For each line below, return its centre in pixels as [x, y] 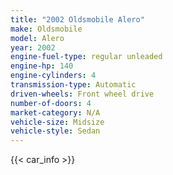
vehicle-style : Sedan [55, 131]
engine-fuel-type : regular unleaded [86, 57]
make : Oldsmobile [46, 29]
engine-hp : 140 [42, 66]
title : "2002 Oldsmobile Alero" [77, 19]
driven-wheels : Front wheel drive [82, 94]
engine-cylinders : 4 [53, 76]
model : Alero [37, 38]
